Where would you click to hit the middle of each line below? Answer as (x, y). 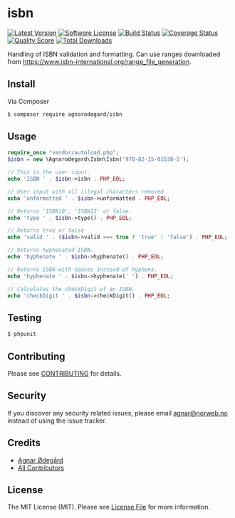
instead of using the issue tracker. (57, 421)
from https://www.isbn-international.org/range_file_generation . (99, 61)
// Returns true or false (46, 231)
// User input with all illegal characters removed (85, 191)
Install (21, 84)
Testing (25, 318)
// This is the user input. (49, 172)
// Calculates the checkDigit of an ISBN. (71, 289)
